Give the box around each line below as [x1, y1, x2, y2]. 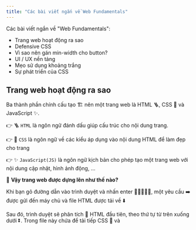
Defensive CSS [14, 43, 51, 50]
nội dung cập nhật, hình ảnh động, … [6, 165, 96, 172]
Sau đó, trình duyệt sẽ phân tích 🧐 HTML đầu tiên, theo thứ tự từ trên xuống [6, 211, 190, 218]
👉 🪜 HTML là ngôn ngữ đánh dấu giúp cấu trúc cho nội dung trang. [6, 122, 169, 129]
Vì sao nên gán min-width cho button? [14, 49, 108, 56]
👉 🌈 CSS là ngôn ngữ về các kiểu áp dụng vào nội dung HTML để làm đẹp [6, 136, 186, 143]
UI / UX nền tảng [14, 55, 55, 62]
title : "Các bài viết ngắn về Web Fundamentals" [6, 8, 128, 15]
